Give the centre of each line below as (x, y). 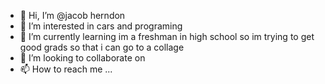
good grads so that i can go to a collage (102, 47)
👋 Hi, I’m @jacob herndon (72, 15)
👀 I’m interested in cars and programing (101, 26)
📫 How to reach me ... (66, 69)
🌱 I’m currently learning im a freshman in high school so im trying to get (167, 36)
